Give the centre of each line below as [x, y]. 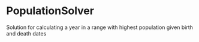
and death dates [26, 33]
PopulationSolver [50, 11]
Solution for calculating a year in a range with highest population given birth [100, 27]
